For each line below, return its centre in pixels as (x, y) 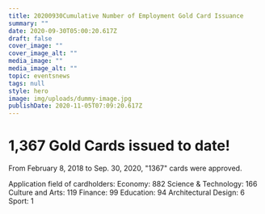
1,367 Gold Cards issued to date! (119, 146)
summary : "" (28, 23)
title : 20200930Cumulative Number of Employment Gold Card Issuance (126, 16)
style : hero (28, 91)
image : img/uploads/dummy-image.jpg (70, 99)
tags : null (27, 83)
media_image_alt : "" (43, 69)
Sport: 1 (21, 201)
